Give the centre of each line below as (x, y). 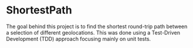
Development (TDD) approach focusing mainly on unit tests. (79, 39)
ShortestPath (39, 10)
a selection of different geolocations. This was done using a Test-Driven (93, 32)
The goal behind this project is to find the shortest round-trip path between (97, 26)
